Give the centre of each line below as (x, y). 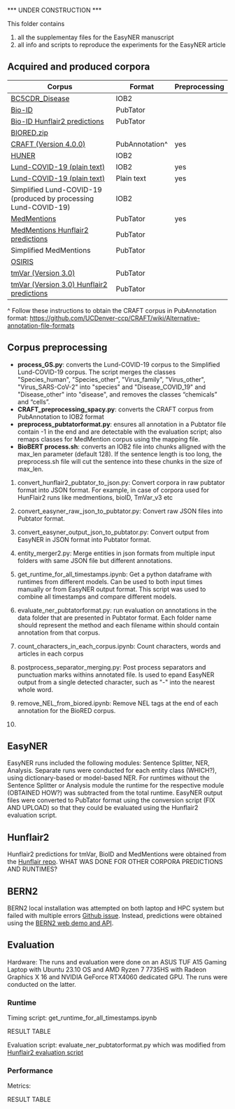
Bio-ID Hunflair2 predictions (57, 121)
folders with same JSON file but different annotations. (95, 560)
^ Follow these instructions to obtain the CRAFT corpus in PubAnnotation (112, 310)
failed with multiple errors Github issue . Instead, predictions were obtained (115, 916)
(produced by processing (52, 198)
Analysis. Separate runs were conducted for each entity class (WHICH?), (112, 771)
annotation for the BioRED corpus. (66, 710)
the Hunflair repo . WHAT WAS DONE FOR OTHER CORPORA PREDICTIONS (115, 862)
